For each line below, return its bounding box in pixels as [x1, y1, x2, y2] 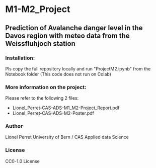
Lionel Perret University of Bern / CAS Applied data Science [5, 134, 129, 140]
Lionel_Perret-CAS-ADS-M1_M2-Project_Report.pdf [12, 105, 120, 111]
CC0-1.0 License [5, 158, 40, 164]
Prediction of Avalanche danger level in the [5, 24, 143, 32]
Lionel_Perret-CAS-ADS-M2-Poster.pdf [12, 110, 95, 116]
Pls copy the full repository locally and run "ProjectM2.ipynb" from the [5, 65, 151, 71]
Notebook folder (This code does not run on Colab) [5, 71, 112, 77]
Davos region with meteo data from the [5, 31, 130, 40]
